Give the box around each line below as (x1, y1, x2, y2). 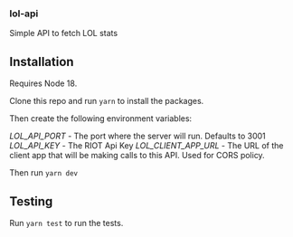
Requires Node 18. (9, 78, 78, 89)
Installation (9, 53, 74, 70)
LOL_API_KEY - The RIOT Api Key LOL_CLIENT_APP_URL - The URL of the (9, 140, 284, 151)
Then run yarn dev (9, 167, 79, 178)
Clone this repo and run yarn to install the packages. (9, 96, 204, 107)
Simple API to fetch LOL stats (9, 28, 118, 39)
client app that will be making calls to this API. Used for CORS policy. (9, 150, 265, 161)
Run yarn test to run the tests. (9, 217, 124, 228)
